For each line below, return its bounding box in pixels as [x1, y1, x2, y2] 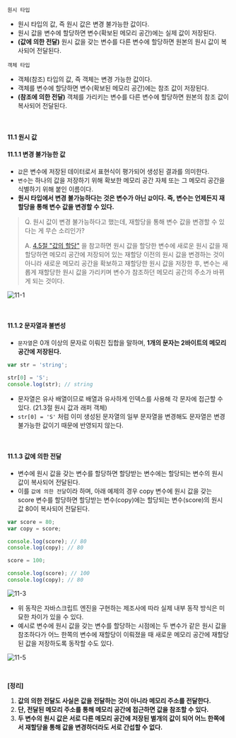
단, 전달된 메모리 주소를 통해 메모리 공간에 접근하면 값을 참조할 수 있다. [17, 705, 209, 713]
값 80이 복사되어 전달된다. [17, 504, 90, 513]
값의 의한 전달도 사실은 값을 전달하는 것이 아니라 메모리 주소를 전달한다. [17, 696, 211, 705]
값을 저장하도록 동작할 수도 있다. [25, 638, 114, 648]
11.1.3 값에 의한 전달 [7, 452, 62, 460]
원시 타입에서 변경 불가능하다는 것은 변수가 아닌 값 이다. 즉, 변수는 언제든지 [17, 194, 218, 202]
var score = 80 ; [7, 518, 55, 525]
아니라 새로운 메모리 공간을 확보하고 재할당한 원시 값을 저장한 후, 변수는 [24, 258, 221, 267]
